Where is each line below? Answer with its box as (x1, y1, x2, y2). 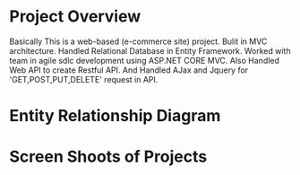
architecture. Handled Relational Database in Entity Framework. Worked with (9, 45, 291, 56)
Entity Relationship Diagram (9, 106, 221, 127)
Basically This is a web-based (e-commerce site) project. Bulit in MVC (9, 36, 268, 47)
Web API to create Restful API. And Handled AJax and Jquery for (9, 65, 249, 75)
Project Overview (9, 6, 141, 27)
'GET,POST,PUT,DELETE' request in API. (9, 74, 159, 84)
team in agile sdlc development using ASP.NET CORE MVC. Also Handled (9, 55, 280, 66)
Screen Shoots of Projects (9, 146, 208, 167)
